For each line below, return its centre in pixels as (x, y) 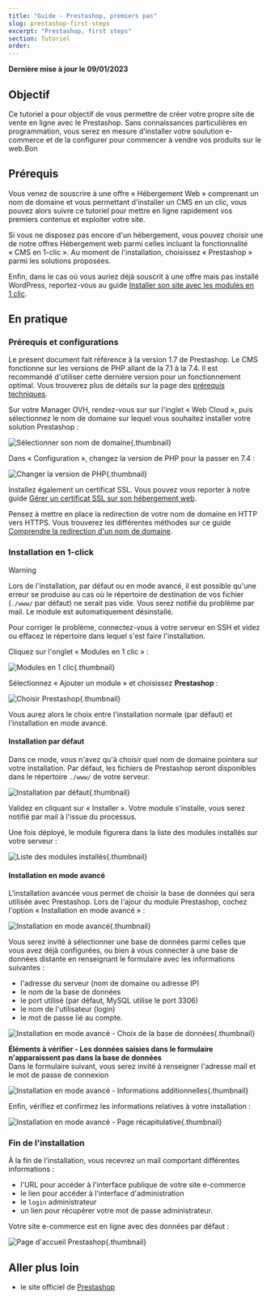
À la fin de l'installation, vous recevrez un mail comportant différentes (124, 1161)
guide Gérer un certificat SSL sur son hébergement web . (102, 498)
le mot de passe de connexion (59, 1075)
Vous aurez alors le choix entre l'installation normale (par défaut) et (121, 714)
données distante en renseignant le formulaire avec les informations (122, 959)
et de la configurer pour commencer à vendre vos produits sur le (153, 139)
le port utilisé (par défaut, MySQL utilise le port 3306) (109, 1000)
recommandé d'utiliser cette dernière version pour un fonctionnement (125, 377)
